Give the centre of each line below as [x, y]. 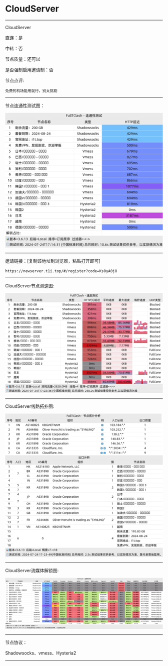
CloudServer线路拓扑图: [30, 406]
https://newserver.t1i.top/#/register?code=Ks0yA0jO [61, 271]
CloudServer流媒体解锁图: [32, 570]
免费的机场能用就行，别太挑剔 [31, 91]
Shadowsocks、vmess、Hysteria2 [41, 653]
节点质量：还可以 [23, 59]
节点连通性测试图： [25, 105]
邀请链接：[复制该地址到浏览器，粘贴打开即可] [53, 261]
